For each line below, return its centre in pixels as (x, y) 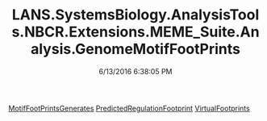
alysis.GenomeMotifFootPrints (136, 49)
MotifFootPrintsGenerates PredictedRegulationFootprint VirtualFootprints (129, 108)
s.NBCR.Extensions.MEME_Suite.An (136, 32)
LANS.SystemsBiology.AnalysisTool (136, 15)
